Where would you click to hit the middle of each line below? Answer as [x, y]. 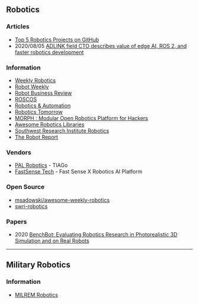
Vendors [19, 152]
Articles [18, 27]
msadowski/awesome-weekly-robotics [62, 200]
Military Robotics [38, 265]
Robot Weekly [32, 87]
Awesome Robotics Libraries [49, 124]
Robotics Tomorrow [39, 111]
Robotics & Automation [43, 105]
